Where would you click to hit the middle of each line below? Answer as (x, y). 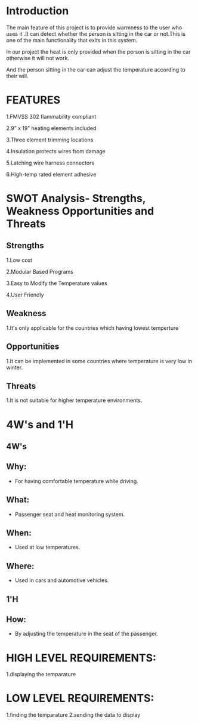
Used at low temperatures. (47, 547)
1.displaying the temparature (41, 675)
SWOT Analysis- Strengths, (76, 199)
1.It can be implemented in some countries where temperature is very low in (99, 361)
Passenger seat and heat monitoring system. (70, 514)
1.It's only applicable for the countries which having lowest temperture (92, 328)
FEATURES (33, 100)
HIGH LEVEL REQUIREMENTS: (81, 658)
